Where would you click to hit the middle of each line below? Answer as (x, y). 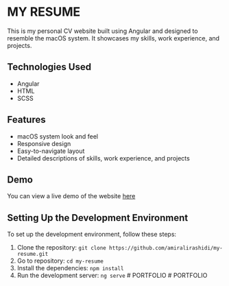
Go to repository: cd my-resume (60, 261)
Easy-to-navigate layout (51, 151)
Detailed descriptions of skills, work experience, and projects (103, 158)
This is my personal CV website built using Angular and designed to (103, 31)
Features (26, 120)
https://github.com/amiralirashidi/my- (166, 248)
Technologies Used (49, 67)
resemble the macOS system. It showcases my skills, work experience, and (113, 38)
